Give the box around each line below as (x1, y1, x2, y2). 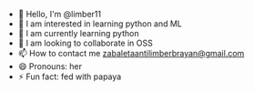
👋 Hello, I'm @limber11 (17, 9, 102, 19)
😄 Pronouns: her (17, 61, 82, 72)
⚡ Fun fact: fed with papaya (17, 71, 122, 82)
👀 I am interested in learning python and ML (17, 18, 182, 29)
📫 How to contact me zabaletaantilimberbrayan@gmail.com (17, 48, 245, 58)
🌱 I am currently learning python (17, 28, 139, 38)
